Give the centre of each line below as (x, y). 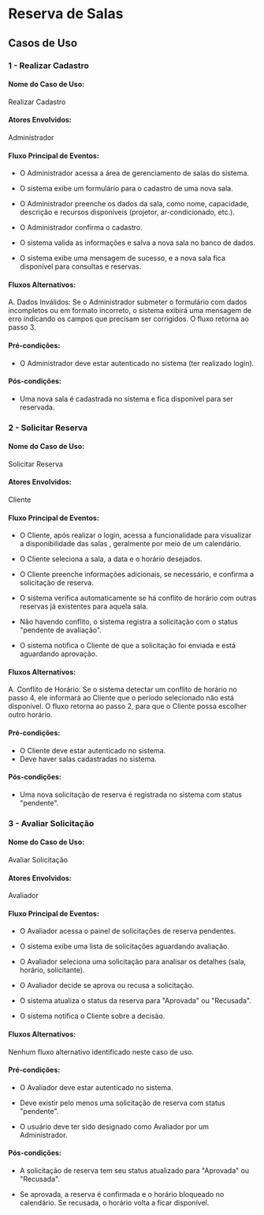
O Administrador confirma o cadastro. (81, 228)
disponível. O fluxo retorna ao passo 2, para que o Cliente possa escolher (127, 706)
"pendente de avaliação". (61, 630)
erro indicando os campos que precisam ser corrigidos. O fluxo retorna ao (129, 319)
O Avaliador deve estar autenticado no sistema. (96, 1087)
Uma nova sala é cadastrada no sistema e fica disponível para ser (126, 398)
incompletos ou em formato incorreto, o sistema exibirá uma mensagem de (130, 311)
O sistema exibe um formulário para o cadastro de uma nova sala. (126, 189)
